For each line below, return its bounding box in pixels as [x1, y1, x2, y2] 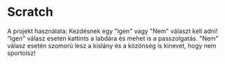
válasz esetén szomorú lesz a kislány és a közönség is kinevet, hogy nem [7, 41, 217, 50]
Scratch [7, 4, 53, 20]
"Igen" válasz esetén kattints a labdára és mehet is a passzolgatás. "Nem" [7, 34, 219, 42]
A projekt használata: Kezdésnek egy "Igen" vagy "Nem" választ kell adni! [7, 27, 218, 35]
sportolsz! [7, 49, 36, 57]
